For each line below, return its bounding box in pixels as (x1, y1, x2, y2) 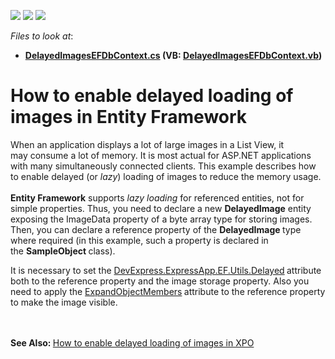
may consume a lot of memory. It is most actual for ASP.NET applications (10, 149, 312, 161)
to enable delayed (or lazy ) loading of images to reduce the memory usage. (10, 170, 322, 182)
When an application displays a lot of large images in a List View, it (10, 138, 285, 150)
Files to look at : (10, 30, 74, 42)
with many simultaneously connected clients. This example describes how (10, 160, 317, 172)
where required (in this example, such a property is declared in (10, 234, 269, 246)
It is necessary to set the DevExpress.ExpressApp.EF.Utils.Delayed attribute (10, 264, 322, 276)
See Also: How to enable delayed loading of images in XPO (10, 336, 255, 349)
